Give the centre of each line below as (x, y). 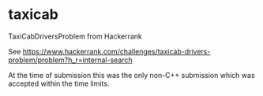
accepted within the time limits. (59, 83)
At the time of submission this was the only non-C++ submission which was (131, 75)
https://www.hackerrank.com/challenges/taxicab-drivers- (116, 51)
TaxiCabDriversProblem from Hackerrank (75, 36)
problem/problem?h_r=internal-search (70, 60)
